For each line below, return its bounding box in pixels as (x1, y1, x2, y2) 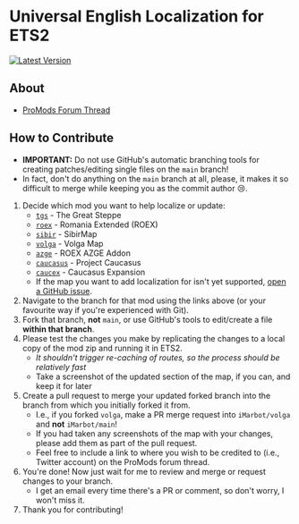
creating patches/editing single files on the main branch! (21, 164, 229, 174)
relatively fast (35, 361, 87, 372)
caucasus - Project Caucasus (35, 257, 141, 267)
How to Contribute (9, 131, 115, 146)
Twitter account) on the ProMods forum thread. (35, 456, 210, 467)
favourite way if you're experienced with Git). (21, 304, 190, 315)
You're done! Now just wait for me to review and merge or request (21, 466, 267, 477)
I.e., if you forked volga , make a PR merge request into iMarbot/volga (35, 409, 291, 419)
